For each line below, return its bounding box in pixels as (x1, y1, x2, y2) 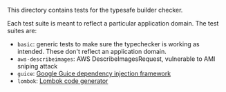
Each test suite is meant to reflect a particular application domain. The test (7, 19, 219, 27)
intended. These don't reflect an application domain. (17, 48, 167, 55)
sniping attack (17, 62, 58, 70)
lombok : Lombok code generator (17, 77, 109, 85)
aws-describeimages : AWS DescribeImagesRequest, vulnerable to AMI (17, 55, 216, 63)
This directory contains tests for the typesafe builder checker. (7, 6, 183, 14)
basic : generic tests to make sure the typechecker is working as (17, 40, 200, 48)
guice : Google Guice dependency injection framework (17, 69, 171, 77)
